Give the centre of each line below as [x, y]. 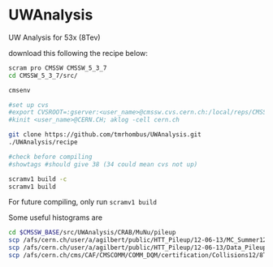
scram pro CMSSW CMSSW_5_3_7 [58, 68]
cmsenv [19, 90]
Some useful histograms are [56, 217]
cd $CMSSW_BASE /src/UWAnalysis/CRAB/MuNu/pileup [92, 233]
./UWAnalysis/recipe [43, 142]
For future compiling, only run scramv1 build [82, 202]
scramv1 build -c [38, 179]
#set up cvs [28, 105]
